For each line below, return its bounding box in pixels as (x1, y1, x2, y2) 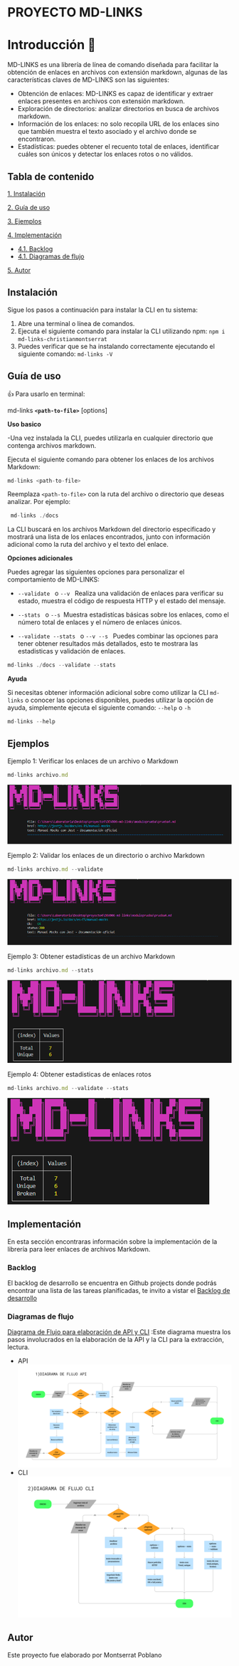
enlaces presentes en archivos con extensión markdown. (17, 97, 185, 105)
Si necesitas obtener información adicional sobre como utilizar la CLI (7, 688, 208, 697)
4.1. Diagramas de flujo (17, 252, 85, 261)
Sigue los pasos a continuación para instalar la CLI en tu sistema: (7, 305, 198, 314)
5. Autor (7, 266, 31, 274)
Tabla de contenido (7, 170, 95, 182)
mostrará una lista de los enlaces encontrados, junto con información (7, 533, 211, 541)
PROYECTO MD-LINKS (7, 4, 143, 21)
